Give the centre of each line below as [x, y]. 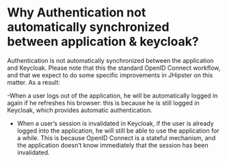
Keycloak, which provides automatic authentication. [80, 110]
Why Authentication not [77, 13]
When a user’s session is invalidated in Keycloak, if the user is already [115, 123]
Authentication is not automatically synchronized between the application [110, 60]
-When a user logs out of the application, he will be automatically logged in [112, 95]
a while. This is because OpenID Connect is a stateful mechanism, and [116, 137]
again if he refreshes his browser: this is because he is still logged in [103, 103]
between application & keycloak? [103, 42]
